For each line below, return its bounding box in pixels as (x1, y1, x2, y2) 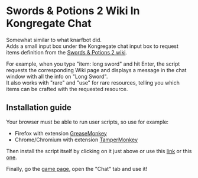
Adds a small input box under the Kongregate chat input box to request (6, 43, 179, 50)
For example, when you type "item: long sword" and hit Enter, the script (6, 60, 180, 67)
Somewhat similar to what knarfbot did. (6, 36, 102, 43)
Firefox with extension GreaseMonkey (14, 130, 108, 137)
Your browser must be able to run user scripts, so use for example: (6, 118, 169, 125)
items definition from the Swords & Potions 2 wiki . (6, 48, 128, 56)
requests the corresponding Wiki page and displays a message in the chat (6, 66, 187, 73)
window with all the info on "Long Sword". (6, 73, 108, 80)
